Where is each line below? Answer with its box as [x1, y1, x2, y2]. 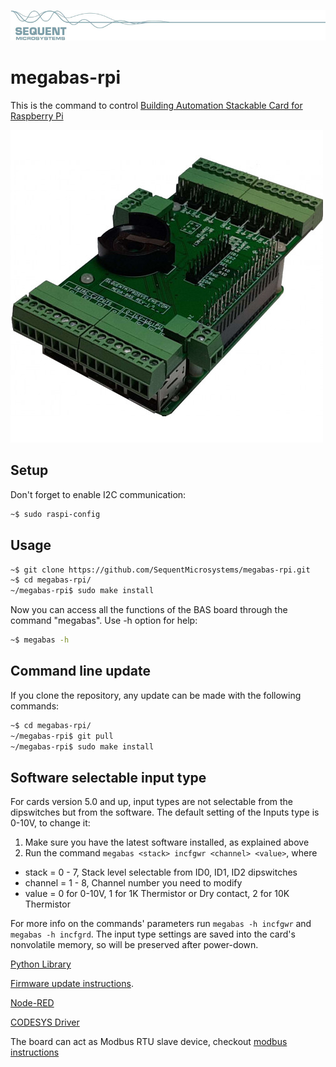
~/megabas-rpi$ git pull [10, 731, 114, 741]
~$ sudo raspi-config [10, 509, 101, 519]
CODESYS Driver [10, 1016, 80, 1029]
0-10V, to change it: [10, 817, 91, 829]
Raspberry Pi [10, 110, 64, 122]
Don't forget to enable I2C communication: [10, 488, 187, 500]
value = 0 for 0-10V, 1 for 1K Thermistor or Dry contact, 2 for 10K [24, 888, 290, 900]
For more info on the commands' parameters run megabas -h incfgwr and [10, 918, 312, 930]
